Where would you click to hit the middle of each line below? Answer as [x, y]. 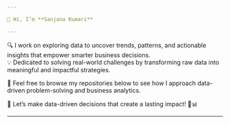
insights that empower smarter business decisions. [79, 55]
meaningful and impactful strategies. [59, 69]
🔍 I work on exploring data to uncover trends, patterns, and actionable [107, 45]
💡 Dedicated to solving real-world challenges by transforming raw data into [113, 62]
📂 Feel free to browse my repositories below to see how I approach [102, 83]
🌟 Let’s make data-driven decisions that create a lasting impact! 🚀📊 [103, 104]
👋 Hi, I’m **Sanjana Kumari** [50, 19]
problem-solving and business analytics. [84, 90]
